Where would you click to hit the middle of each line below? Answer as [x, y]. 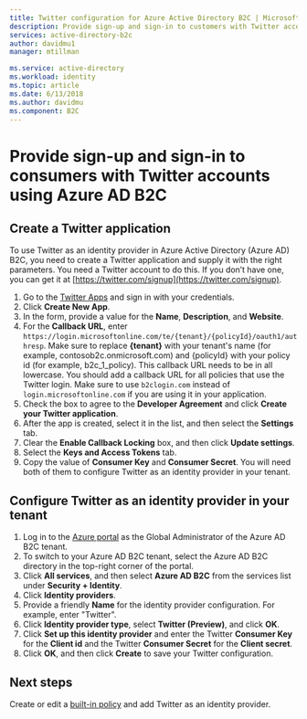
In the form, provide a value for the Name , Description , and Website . [153, 317]
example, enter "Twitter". [69, 615]
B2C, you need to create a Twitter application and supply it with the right [146, 260]
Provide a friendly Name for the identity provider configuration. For [149, 605]
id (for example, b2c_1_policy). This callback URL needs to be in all [148, 365]
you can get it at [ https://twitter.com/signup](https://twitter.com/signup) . [146, 280]
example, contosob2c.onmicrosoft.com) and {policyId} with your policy [156, 355]
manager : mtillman [44, 52]
